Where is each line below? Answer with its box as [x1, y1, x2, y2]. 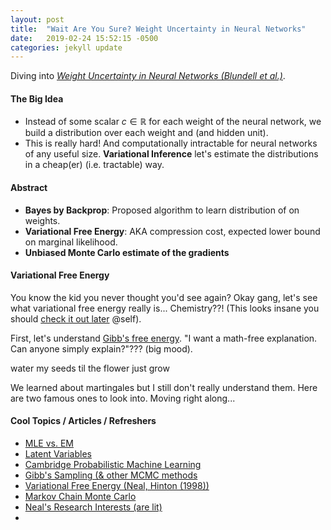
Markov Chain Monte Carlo [24, 491, 137, 503]
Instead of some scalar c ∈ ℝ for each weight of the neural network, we [24, 116, 322, 128]
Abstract [10, 182, 48, 194]
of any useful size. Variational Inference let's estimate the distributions [24, 148, 319, 160]
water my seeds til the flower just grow [10, 362, 170, 374]
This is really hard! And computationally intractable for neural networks [24, 137, 318, 150]
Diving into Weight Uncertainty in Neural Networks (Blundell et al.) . [10, 70, 286, 82]
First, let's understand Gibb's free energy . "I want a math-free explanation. [10, 332, 318, 344]
